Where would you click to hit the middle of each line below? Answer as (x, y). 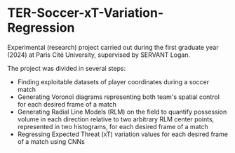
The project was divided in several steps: (67, 68)
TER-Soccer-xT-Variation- (86, 13)
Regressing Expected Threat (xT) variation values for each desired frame (122, 134)
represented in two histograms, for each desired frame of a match (113, 126)
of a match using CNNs (51, 141)
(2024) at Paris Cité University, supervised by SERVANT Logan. (99, 55)
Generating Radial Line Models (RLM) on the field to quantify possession (122, 112)
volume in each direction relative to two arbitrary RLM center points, (116, 119)
